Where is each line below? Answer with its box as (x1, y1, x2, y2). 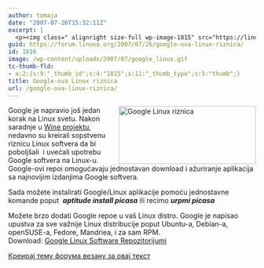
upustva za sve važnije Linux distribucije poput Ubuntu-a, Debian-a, (8, 219, 229, 229)
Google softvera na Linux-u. (8, 156, 99, 165)
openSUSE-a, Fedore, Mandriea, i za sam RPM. (8, 228, 161, 237)
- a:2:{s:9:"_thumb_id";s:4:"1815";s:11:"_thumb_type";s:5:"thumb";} (8, 70, 241, 78)
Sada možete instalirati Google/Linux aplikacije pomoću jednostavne (8, 187, 229, 197)
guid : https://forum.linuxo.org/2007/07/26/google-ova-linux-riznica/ (8, 41, 244, 49)
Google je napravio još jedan (8, 106, 101, 115)
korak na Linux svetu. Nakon (8, 114, 101, 124)
